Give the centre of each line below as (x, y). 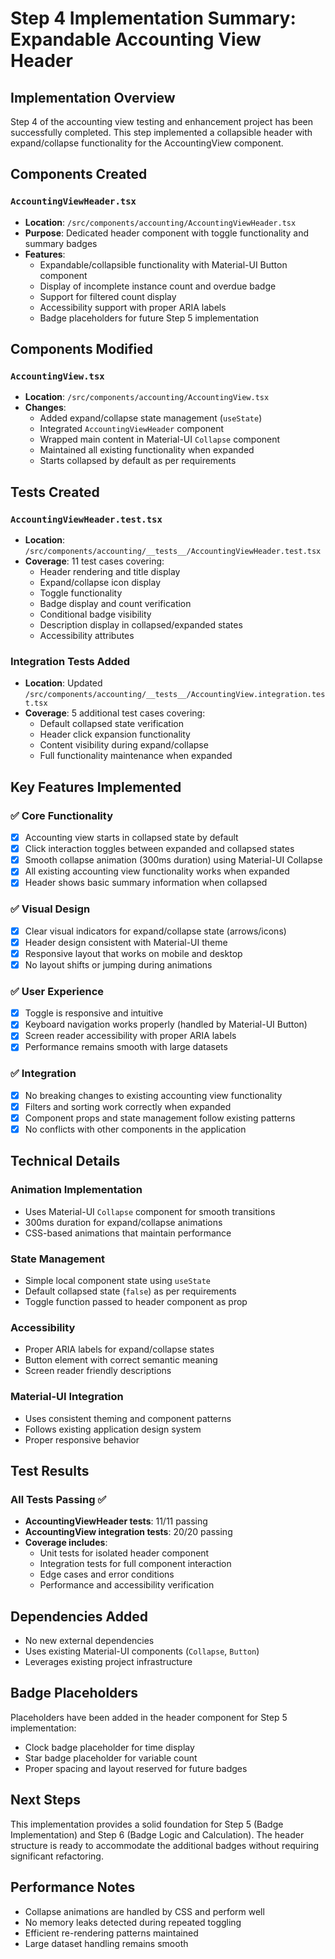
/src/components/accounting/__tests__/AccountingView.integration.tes (175, 695)
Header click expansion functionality (115, 734)
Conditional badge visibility (95, 614)
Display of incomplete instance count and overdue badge (158, 286)
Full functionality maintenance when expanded (136, 756)
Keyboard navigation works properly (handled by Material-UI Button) (166, 1024)
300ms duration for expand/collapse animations (123, 1222)
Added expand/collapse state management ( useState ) (151, 418)
